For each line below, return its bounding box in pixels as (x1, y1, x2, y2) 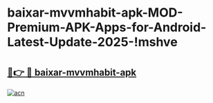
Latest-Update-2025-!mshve (7, 35, 178, 50)
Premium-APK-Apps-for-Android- (7, 19, 207, 35)
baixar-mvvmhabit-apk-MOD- (7, 5, 183, 21)
